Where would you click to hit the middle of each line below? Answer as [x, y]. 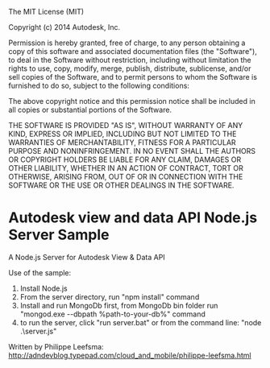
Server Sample [59, 235]
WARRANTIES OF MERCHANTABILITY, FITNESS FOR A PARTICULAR [122, 143]
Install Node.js [44, 288]
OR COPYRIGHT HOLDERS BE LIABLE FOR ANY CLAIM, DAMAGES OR [125, 159]
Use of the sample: [40, 272]
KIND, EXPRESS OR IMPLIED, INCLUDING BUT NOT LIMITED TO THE [123, 134]
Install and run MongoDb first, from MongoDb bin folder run [119, 305]
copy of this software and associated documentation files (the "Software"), [133, 51]
